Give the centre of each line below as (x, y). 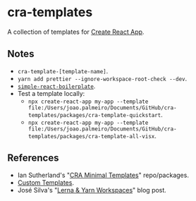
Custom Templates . (45, 182)
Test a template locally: (51, 93)
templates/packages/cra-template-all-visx (91, 136)
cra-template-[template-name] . (63, 71)
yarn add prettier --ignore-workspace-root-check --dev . (102, 78)
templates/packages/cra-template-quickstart (94, 115)
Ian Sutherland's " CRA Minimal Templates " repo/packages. (103, 175)
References (33, 158)
